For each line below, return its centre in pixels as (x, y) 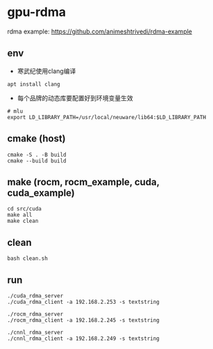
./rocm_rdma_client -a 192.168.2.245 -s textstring (83, 320)
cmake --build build (37, 161)
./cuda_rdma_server (35, 296)
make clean (23, 221)
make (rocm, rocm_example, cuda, (83, 182)
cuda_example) (41, 193)
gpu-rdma (37, 12)
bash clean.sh (28, 258)
